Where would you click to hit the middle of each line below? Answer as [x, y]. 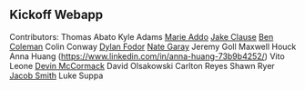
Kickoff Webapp [56, 15]
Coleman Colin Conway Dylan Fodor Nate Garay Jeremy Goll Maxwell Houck [153, 46]
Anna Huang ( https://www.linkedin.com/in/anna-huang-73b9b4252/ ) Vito [147, 56]
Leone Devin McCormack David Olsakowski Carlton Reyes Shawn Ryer [142, 65]
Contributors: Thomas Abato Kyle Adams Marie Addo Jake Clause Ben [142, 36]
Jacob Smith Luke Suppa [56, 75]
